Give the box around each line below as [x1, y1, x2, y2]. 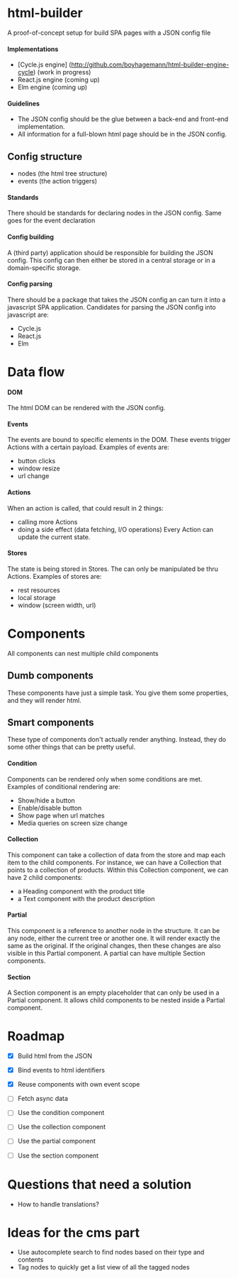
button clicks [17, 457, 56, 465]
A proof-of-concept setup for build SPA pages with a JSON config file [7, 28, 211, 37]
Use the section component [17, 1151, 99, 1160]
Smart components [7, 716, 94, 728]
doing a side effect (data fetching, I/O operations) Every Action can [17, 525, 214, 533]
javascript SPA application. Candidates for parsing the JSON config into [7, 302, 216, 311]
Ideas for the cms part [7, 1224, 140, 1240]
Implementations [7, 45, 59, 53]
